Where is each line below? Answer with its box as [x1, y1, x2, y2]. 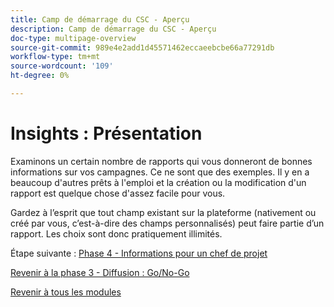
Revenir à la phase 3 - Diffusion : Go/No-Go [10, 266, 190, 278]
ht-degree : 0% [10, 71, 70, 81]
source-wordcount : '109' [10, 61, 114, 71]
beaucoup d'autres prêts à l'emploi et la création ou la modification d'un [10, 176, 307, 188]
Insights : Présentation [10, 122, 203, 145]
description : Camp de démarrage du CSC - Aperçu [10, 24, 217, 34]
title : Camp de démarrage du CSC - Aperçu [10, 14, 190, 25]
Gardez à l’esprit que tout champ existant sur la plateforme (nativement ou [10, 206, 317, 218]
